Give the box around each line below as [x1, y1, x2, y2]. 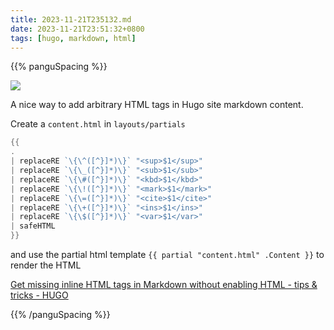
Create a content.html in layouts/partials [10, 118, 186, 130]
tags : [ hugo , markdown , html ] [10, 33, 137, 43]
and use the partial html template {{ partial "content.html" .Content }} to [10, 249, 325, 260]
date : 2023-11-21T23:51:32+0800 [10, 24, 145, 34]
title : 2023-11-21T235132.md [10, 14, 132, 25]
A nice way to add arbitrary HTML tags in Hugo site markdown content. [10, 99, 304, 111]
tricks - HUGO [10, 289, 69, 301]
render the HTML [10, 259, 82, 271]
